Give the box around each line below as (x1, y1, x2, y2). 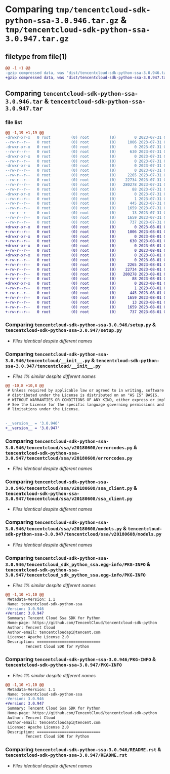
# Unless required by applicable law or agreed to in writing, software (7, 388, 164, 393)
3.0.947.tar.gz (5, 34, 69, 44)
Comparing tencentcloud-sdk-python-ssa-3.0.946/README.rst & (5, 746, 161, 753)
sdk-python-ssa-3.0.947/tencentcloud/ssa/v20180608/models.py (5, 531, 162, 537)
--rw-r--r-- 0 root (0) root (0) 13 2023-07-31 (5, 210, 162, 216)
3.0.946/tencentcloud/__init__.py (5, 358, 90, 363)
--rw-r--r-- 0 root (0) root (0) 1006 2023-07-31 (5, 140, 162, 145)
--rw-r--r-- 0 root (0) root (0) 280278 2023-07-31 (5, 182, 162, 187)
